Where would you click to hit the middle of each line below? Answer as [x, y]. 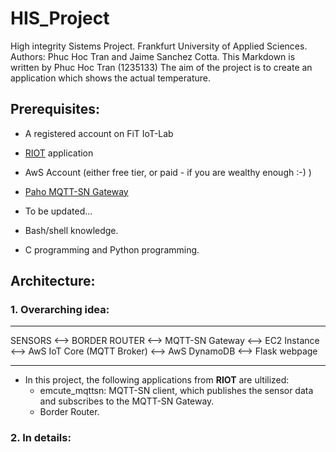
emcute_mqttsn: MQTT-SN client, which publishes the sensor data [176, 391]
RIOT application [59, 153]
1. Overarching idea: [60, 310]
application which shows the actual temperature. [110, 78]
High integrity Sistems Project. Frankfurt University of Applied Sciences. [159, 46]
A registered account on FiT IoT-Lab [99, 133]
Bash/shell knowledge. [71, 230]
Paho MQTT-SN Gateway [76, 191]
